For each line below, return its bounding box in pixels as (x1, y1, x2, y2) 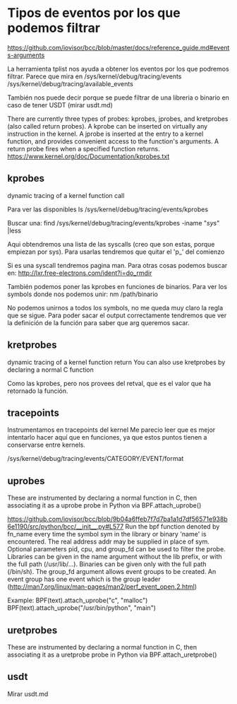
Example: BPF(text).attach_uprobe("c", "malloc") (7, 596, 148, 605)
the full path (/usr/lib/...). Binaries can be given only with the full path (7, 560, 207, 568)
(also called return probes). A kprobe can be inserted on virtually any (7, 122, 208, 130)
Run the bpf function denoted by (125, 522, 220, 531)
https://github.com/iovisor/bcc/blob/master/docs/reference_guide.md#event (7, 43, 230, 52)
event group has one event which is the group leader (7, 575, 161, 584)
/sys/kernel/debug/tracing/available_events (7, 79, 134, 88)
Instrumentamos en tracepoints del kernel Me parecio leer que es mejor (7, 426, 216, 434)
